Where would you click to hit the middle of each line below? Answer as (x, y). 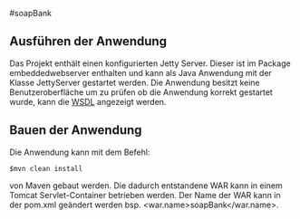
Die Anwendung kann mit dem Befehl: (80, 152)
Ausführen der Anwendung (88, 41)
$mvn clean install (46, 168)
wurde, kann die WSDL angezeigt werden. (88, 101)
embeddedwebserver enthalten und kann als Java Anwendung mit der (140, 72)
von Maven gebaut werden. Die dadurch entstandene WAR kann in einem (146, 186)
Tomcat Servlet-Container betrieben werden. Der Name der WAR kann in (145, 195)
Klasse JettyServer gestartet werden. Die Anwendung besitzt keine (135, 82)
